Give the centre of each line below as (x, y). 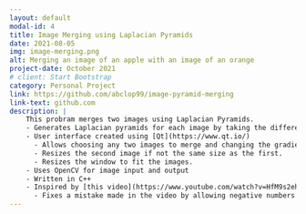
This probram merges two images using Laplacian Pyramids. (140, 119)
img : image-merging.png (55, 52)
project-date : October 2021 (63, 69)
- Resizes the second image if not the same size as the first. (158, 153)
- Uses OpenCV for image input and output (107, 170)
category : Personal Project (63, 86)
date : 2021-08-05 (42, 43)
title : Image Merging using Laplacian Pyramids (102, 35)
